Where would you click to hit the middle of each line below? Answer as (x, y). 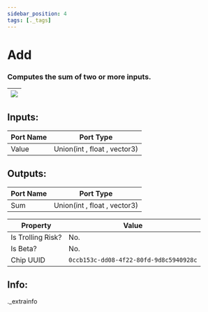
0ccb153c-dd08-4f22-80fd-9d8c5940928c (133, 260)
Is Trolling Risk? (36, 237)
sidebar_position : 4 (37, 14)
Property (36, 225)
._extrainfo (22, 302)
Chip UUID (28, 260)
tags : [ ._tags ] (29, 20)
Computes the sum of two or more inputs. (79, 76)
